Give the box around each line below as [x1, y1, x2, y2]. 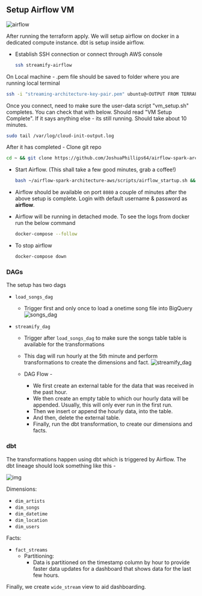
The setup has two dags [6, 281, 66, 289]
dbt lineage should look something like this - [6, 462, 116, 469]
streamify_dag [14, 324, 50, 330]
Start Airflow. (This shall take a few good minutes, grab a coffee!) [14, 166, 176, 173]
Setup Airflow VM [6, 5, 75, 15]
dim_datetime [14, 511, 48, 517]
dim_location [14, 517, 48, 523]
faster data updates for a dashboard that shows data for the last [32, 565, 191, 572]
